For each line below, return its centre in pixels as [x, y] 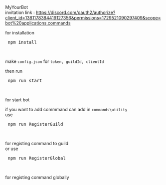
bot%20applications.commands [38, 23]
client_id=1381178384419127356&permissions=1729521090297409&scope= [83, 18]
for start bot [17, 100]
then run [14, 71]
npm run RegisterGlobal [37, 158]
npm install [22, 42]
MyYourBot [17, 7]
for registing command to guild [37, 143]
